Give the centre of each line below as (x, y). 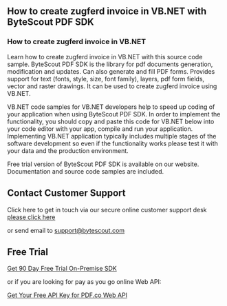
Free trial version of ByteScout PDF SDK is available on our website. (103, 164)
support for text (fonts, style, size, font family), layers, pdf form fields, (106, 79)
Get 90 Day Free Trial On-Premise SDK (62, 269)
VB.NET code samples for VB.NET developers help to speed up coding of (111, 107)
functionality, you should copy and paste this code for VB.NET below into (111, 121)
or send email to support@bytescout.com (66, 230)
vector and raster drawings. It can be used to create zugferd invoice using (112, 86)
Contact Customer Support (66, 193)
